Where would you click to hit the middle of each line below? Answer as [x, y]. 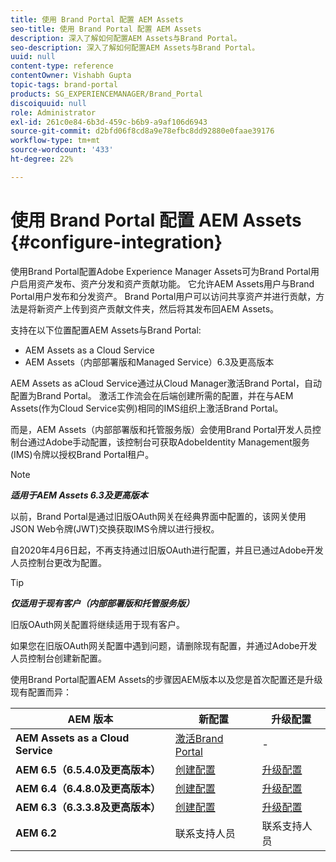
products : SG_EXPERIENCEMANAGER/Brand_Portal [106, 94]
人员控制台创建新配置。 [58, 658]
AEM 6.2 [36, 833]
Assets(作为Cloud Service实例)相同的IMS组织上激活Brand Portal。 [147, 408]
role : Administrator [53, 112]
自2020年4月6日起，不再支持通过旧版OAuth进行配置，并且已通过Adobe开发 [167, 550]
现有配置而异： [41, 692]
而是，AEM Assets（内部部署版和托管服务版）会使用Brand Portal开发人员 [161, 429]
